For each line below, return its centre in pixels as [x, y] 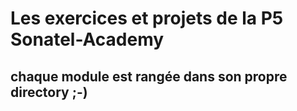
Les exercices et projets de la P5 [147, 18]
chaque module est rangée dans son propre [149, 76]
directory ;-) [49, 92]
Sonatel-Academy [87, 39]
